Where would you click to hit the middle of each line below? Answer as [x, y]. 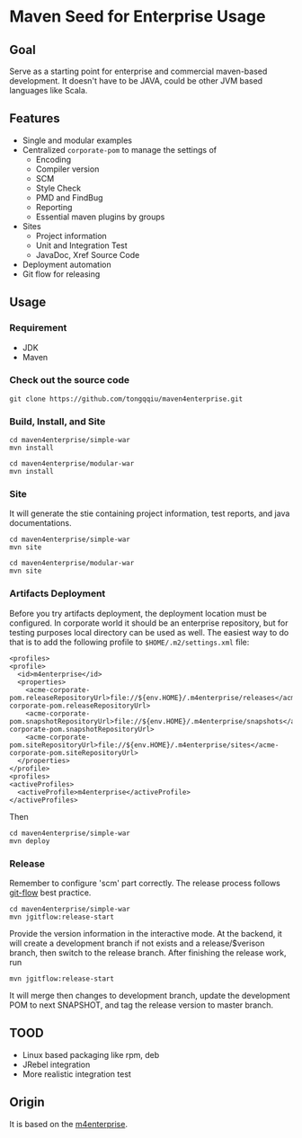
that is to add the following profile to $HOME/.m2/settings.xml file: [129, 642]
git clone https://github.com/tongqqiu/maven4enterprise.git [126, 399]
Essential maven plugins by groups [100, 217]
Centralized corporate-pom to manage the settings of [120, 149]
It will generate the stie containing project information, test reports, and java [150, 513]
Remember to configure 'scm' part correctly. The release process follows [145, 883]
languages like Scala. [49, 90]
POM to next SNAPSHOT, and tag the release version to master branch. [142, 1005]
